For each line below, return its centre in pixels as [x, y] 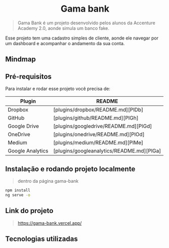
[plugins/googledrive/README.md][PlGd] [102, 126]
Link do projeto [29, 211]
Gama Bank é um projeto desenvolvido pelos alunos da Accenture [86, 23]
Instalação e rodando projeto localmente [70, 169]
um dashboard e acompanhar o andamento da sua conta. [65, 43]
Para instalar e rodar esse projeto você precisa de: [58, 89]
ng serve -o [18, 195]
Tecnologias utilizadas [41, 239]
